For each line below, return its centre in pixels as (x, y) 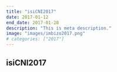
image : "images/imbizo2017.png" (46, 34)
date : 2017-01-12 (27, 17)
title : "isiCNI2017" (31, 12)
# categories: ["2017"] (35, 39)
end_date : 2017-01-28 (33, 22)
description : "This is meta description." (59, 28)
